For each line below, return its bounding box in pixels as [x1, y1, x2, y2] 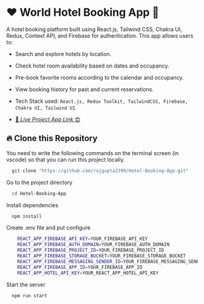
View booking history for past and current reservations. [15, 85, 154, 93]
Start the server [6, 281, 46, 288]
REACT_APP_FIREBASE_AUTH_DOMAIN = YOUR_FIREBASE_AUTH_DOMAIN [17, 241, 170, 248]
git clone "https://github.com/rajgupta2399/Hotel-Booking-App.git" [12, 167, 189, 174]
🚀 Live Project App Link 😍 [15, 116, 81, 123]
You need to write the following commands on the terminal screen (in [6, 149, 179, 157]
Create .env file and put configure [6, 224, 91, 232]
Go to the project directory [6, 179, 73, 186]
